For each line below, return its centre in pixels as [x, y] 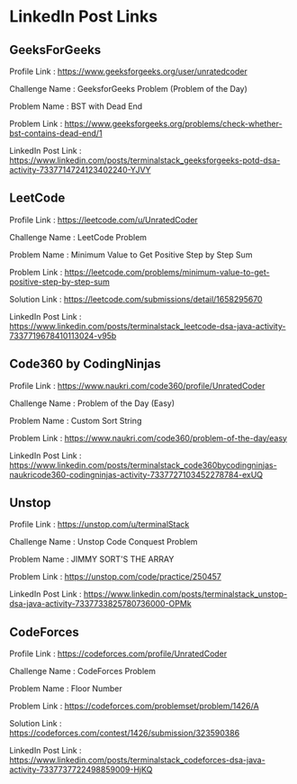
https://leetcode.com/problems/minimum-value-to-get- [167, 272]
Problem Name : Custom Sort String [76, 420]
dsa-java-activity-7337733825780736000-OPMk [100, 604]
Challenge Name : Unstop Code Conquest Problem [103, 542]
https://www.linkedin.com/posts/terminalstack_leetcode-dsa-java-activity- [148, 326]
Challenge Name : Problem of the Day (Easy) [92, 403]
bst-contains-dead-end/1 [56, 133]
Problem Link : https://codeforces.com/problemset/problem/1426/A [134, 706]
